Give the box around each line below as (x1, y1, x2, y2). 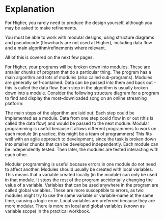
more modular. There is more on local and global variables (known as (5, 203, 145, 209)
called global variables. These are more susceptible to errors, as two (5, 187, 144, 193)
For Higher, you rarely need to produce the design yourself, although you (5, 20, 153, 26)
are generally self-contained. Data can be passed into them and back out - (5, 80, 156, 85)
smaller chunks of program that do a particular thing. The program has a (5, 69, 151, 75)
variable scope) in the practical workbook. (5, 208, 91, 214)
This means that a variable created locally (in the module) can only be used (5, 171, 158, 177)
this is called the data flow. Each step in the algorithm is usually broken (5, 84, 148, 90)
